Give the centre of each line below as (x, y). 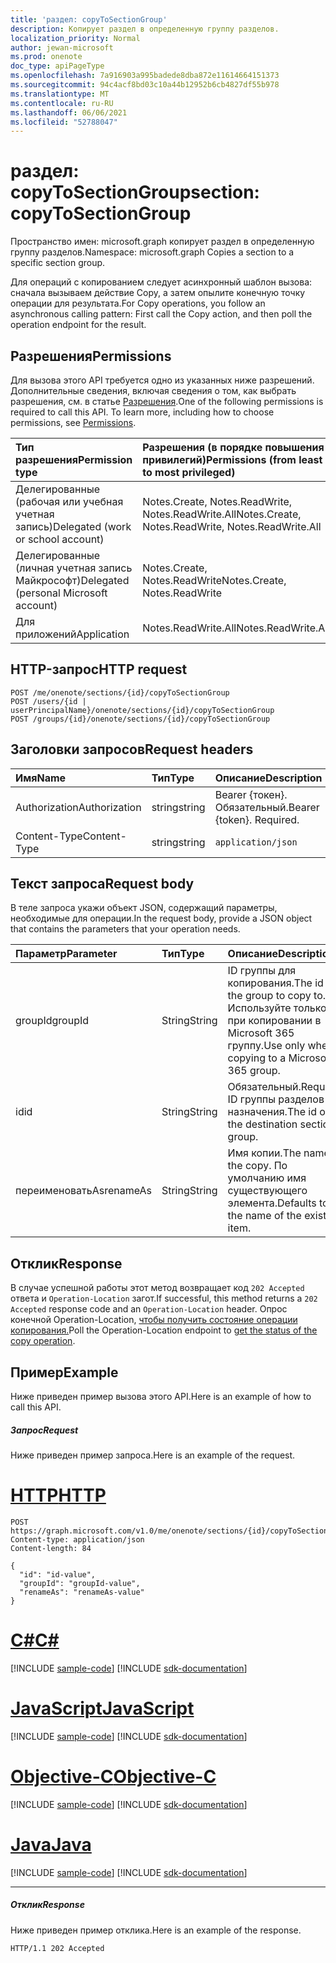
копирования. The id (275, 983)
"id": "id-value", (58, 1574)
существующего (267, 1191)
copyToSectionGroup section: (135, 192)
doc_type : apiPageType (57, 66)
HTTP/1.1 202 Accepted (57, 1948)
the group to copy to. (277, 996)
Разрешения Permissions (91, 356)
